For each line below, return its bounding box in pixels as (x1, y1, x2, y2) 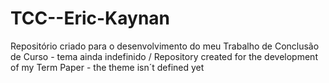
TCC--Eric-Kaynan (10, 7, 171, 30)
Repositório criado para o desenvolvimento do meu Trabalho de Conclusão (10, 40, 320, 52)
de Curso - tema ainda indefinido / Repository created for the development (10, 50, 318, 62)
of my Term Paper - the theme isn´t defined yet (10, 61, 205, 73)
